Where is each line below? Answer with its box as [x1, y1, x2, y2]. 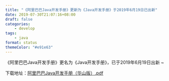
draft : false [5, 17, 33, 22]
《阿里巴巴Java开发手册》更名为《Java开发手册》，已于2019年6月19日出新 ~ [5, 59, 164, 65]
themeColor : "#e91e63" [5, 45, 53, 50]
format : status [5, 40, 37, 45]
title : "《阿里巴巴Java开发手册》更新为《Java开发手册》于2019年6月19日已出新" [5, 7, 158, 13]
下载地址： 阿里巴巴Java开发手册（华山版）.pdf [5, 70, 104, 76]
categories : [5, 21, 30, 27]
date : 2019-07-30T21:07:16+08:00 [5, 12, 76, 17]
